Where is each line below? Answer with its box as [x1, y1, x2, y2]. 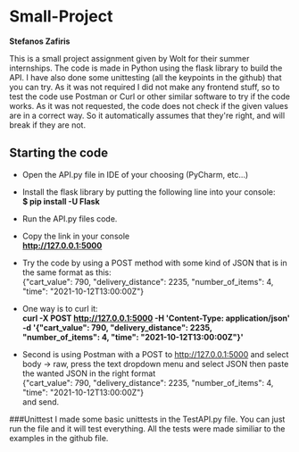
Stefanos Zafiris [9, 36, 71, 46]
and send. [21, 396, 60, 407]
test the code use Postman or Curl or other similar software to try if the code [9, 91, 290, 102]
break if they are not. [9, 119, 87, 130]
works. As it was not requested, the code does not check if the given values [9, 100, 288, 111]
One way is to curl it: [21, 303, 98, 314]
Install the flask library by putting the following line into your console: [21, 186, 276, 197]
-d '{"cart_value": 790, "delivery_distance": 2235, [21, 322, 212, 332]
